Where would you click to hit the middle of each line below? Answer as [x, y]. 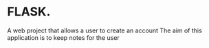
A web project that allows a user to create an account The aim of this [105, 30]
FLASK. [29, 12]
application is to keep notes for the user [64, 37]
